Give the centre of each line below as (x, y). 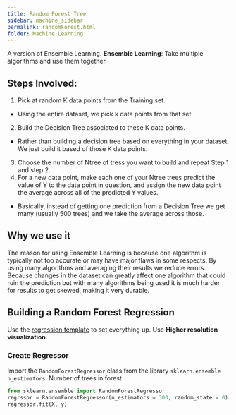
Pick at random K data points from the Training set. (91, 100)
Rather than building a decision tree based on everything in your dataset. (123, 141)
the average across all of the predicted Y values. (88, 193)
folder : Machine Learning (45, 34)
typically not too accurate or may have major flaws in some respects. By (112, 260)
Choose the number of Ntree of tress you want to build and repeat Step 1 (123, 162)
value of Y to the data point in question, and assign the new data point (119, 185)
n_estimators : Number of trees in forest (64, 378)
